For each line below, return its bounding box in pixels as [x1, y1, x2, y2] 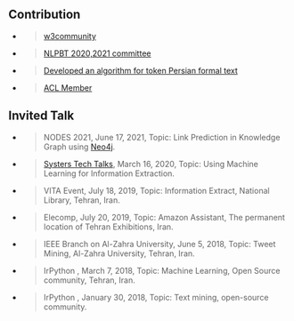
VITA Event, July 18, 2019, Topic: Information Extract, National [43, 185, 270, 196]
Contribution [8, 7, 81, 22]
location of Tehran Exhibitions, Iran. [43, 221, 175, 232]
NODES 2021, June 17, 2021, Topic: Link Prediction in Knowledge [43, 132, 281, 142]
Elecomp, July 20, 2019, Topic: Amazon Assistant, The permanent [43, 212, 286, 222]
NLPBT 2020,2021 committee [43, 48, 151, 59]
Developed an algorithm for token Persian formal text [43, 65, 238, 76]
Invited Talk [8, 108, 75, 124]
